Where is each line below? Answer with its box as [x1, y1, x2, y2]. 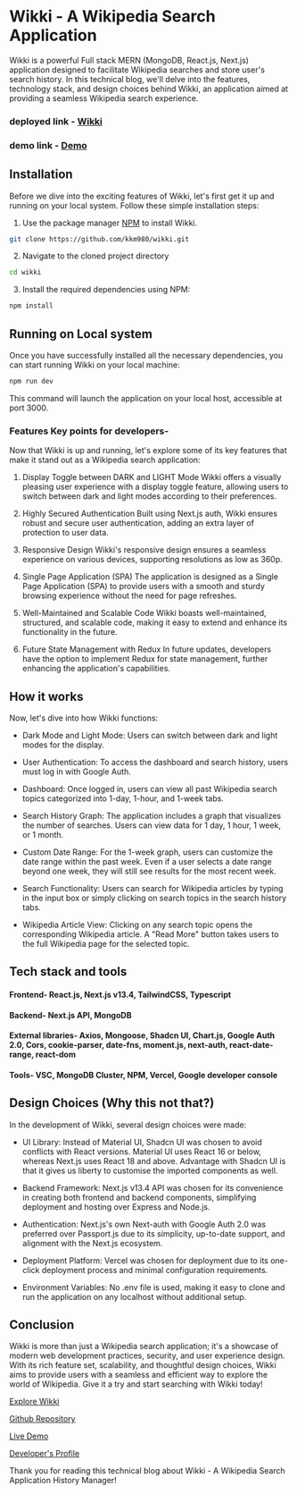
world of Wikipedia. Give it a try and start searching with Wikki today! [9, 1379, 263, 1389]
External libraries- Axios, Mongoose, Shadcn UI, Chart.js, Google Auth [9, 1030, 276, 1041]
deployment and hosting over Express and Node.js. [21, 1201, 210, 1212]
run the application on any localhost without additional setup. [21, 1291, 247, 1302]
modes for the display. [21, 739, 105, 750]
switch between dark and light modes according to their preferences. [21, 491, 277, 502]
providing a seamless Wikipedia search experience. [9, 92, 199, 104]
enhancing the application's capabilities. [21, 663, 171, 674]
